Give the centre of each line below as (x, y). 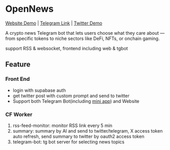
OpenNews (29, 9)
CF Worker (19, 114)
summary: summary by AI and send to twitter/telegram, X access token (88, 131)
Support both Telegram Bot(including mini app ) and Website (76, 101)
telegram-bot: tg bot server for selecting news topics (68, 142)
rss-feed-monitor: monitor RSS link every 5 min (62, 125)
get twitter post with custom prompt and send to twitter (71, 96)
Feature (18, 65)
